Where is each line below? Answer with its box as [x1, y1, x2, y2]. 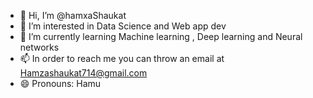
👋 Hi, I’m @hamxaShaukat [19, 10, 127, 21]
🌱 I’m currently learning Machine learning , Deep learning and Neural [19, 31, 303, 42]
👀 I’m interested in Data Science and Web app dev [19, 20, 227, 32]
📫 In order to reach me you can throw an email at [19, 53, 225, 64]
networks [19, 41, 60, 53]
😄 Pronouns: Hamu [19, 78, 102, 89]
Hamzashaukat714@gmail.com [19, 67, 148, 79]
